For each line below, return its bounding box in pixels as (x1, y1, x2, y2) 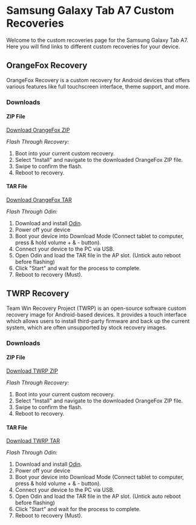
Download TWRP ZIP (6, 367, 59, 375)
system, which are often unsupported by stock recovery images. (6, 324, 168, 331)
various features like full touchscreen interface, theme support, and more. (6, 83, 191, 90)
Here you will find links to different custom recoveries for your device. (6, 43, 180, 50)
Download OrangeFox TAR (6, 196, 73, 204)
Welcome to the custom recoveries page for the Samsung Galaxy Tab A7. (6, 36, 189, 43)
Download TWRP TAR (6, 437, 60, 445)
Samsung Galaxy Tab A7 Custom (6, 4, 174, 18)
